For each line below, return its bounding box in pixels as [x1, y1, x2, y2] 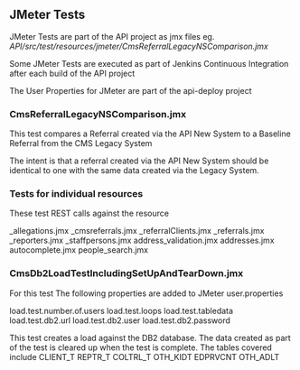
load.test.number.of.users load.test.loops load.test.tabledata [9, 305, 233, 316]
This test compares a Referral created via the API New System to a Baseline [9, 128, 291, 139]
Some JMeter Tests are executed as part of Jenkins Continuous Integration [9, 58, 289, 69]
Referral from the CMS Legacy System [9, 138, 153, 149]
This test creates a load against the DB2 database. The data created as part [9, 332, 291, 343]
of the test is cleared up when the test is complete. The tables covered [9, 342, 273, 353]
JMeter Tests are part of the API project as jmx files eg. [9, 31, 215, 42]
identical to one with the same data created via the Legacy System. [9, 165, 259, 176]
